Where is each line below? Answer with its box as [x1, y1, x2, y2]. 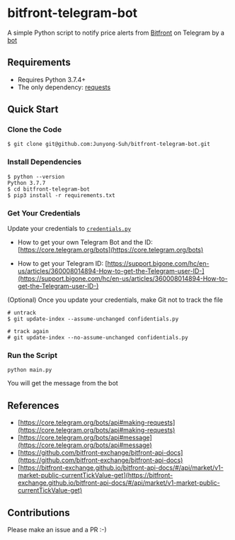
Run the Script [7, 350, 58, 360]
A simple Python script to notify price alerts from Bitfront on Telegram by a [7, 28, 225, 37]
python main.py [7, 366, 52, 373]
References [7, 399, 59, 412]
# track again [7, 328, 50, 335]
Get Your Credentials [7, 208, 81, 218]
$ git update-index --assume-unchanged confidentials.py [7, 315, 179, 323]
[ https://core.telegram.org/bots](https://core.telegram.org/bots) [17, 246, 204, 254]
